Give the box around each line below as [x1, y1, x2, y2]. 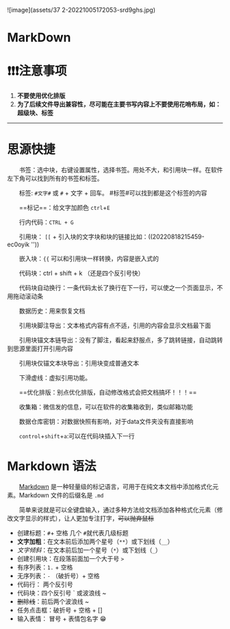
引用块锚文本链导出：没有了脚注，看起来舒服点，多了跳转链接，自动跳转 [18, 336, 223, 344]
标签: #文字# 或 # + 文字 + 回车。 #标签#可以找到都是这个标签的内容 [18, 189, 207, 198]
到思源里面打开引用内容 [7, 344, 73, 353]
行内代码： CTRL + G [18, 218, 74, 226]
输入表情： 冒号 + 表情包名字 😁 [16, 615, 107, 623]
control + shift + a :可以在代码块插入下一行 [19, 432, 135, 440]
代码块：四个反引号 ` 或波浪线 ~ [16, 589, 107, 597]
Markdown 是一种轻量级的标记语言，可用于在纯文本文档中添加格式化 [19, 483, 213, 490]
